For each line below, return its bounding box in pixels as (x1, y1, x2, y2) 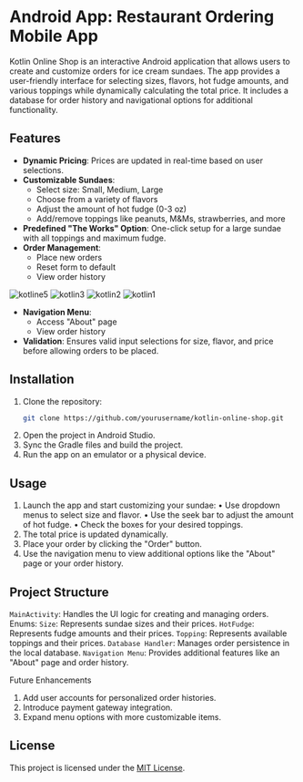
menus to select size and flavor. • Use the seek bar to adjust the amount (22, 509, 294, 520)
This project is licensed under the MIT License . (9, 762, 186, 773)
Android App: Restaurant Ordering (9, 6, 275, 27)
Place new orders (35, 252, 103, 262)
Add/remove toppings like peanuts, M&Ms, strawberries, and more (35, 212, 286, 224)
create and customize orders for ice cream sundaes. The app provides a (9, 66, 280, 77)
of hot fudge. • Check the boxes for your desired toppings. (22, 520, 244, 530)
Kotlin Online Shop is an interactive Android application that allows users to (9, 56, 291, 67)
